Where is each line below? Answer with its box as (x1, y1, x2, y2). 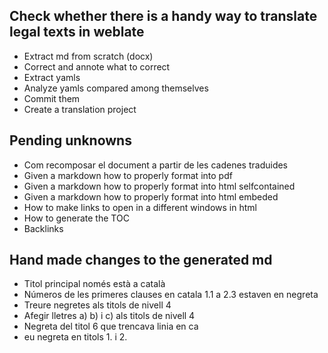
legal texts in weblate (9, 24, 145, 41)
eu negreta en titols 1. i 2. (23, 331, 128, 343)
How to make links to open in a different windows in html (23, 201, 257, 213)
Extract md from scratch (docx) (23, 50, 154, 62)
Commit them (23, 92, 81, 104)
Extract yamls (23, 71, 81, 83)
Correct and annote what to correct (23, 60, 171, 73)
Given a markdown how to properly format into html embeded (23, 190, 279, 203)
